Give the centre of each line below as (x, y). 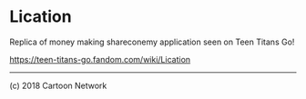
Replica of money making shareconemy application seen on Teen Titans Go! (152, 42)
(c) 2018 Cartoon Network (58, 85)
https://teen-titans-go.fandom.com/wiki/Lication (100, 59)
